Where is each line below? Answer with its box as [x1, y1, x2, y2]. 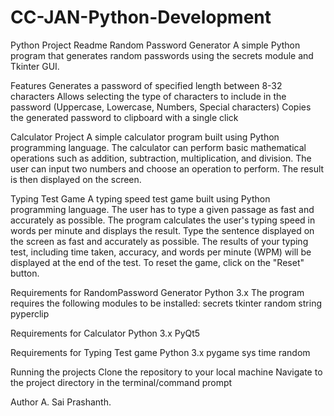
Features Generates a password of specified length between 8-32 [10, 79, 283, 91]
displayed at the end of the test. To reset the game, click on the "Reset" [10, 256, 305, 268]
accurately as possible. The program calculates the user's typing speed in [10, 214, 316, 226]
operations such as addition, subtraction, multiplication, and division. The [10, 152, 312, 164]
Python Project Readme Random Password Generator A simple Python [10, 39, 301, 51]
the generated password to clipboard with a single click [10, 111, 239, 123]
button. [10, 267, 40, 279]
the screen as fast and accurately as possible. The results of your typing [10, 235, 309, 247]
